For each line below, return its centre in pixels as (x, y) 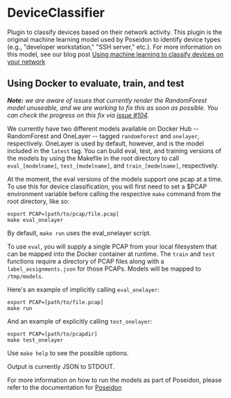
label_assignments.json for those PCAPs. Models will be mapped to (104, 269)
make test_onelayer (35, 340)
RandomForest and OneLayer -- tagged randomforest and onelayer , (103, 136)
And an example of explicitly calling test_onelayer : (80, 321)
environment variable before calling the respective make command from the (114, 193)
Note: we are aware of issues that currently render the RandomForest (107, 100)
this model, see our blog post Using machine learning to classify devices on (115, 54)
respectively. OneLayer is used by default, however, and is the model (106, 143)
